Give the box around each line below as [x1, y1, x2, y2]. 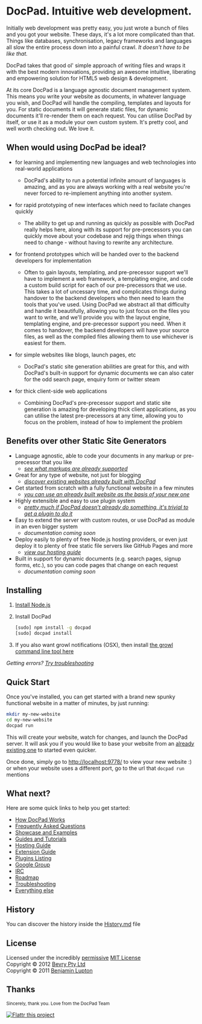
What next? [6, 788, 51, 798]
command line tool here [14, 648, 74, 655]
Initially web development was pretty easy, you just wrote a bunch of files [6, 24, 189, 31]
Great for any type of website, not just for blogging [14, 471, 142, 479]
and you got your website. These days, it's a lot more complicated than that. [6, 30, 195, 38]
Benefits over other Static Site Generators [6, 436, 167, 446]
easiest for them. [24, 339, 66, 346]
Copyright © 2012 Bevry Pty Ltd [6, 960, 86, 968]
